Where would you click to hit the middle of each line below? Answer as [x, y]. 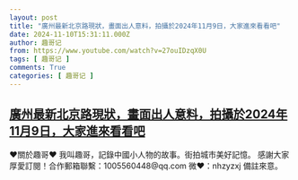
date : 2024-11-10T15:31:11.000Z [70, 34]
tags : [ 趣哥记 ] [39, 59]
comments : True [38, 68]
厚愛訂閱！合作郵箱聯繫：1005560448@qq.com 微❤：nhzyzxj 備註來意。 [146, 166]
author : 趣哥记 [35, 43]
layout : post [34, 17]
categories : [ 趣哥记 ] [52, 76]
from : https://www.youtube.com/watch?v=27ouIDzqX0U [108, 51]
